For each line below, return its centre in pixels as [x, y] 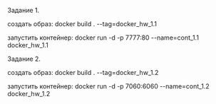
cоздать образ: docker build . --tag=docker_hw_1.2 [83, 73]
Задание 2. [24, 59]
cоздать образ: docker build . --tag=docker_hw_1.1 [82, 24]
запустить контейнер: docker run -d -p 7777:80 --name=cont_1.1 [103, 37]
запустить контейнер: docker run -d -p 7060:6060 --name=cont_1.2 [108, 86]
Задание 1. [24, 10]
